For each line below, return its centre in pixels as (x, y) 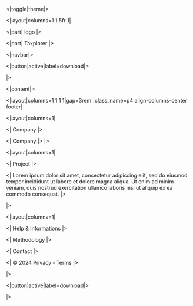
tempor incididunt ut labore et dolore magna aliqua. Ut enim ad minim (90, 182)
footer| (14, 107)
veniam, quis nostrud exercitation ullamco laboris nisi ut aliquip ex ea (89, 188)
